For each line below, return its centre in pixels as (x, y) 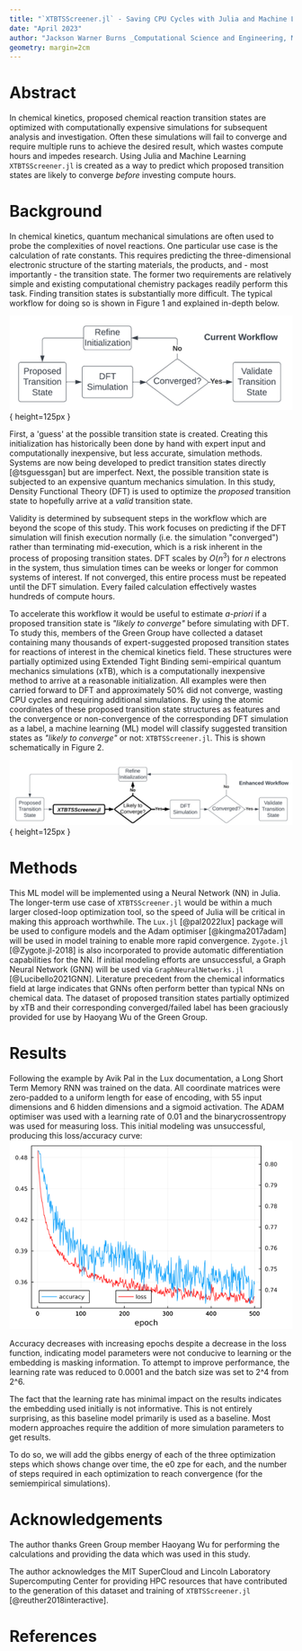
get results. (30, 1437)
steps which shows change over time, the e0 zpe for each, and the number (148, 1464)
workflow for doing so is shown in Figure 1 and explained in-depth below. (145, 303)
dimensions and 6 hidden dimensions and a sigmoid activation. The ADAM (147, 1106)
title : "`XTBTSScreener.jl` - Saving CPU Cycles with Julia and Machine (148, 19)
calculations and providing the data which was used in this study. (130, 1554)
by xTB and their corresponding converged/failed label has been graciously (149, 1007)
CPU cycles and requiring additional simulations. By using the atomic (137, 699)
